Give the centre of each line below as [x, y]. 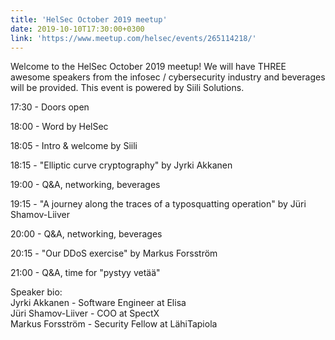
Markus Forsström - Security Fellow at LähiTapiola [114, 324]
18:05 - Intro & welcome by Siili [74, 146]
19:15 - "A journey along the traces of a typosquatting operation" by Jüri [158, 204]
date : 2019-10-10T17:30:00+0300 [77, 29]
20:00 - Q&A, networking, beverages [86, 234]
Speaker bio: [36, 292]
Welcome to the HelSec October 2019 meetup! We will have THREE [148, 67]
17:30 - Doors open [50, 107]
